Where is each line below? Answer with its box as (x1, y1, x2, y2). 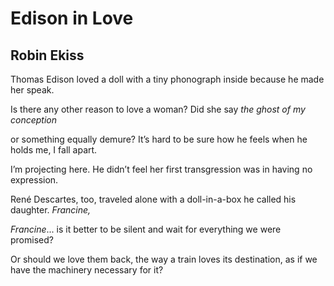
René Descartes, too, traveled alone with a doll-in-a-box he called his (10, 193, 297, 205)
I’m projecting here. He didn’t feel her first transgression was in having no (10, 163, 313, 175)
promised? (10, 234, 54, 246)
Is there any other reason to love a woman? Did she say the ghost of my (10, 103, 306, 115)
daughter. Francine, (10, 204, 92, 216)
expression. (10, 174, 59, 186)
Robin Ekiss (10, 47, 85, 64)
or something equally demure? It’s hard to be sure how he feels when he (10, 133, 308, 145)
